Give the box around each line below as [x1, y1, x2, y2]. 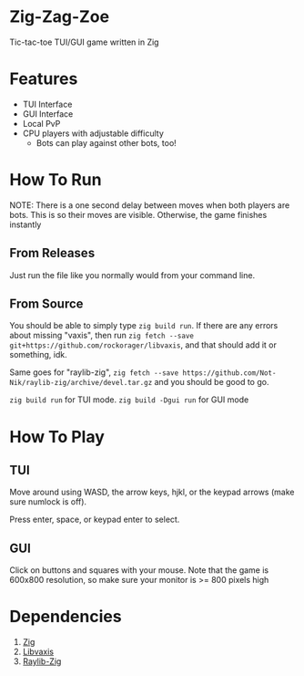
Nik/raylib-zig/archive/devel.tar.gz [9, 379, 153, 388]
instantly [9, 219, 42, 230]
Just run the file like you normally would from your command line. [9, 269, 256, 280]
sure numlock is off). [9, 496, 87, 507]
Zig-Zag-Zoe [9, 6, 110, 27]
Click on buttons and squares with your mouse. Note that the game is [9, 565, 269, 576]
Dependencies [9, 607, 122, 627]
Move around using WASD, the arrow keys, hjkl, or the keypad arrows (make [9, 486, 295, 498]
